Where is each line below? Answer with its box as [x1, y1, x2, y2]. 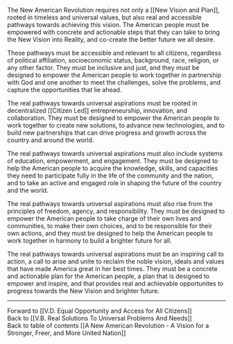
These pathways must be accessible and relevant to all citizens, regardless [7, 49, 222, 57]
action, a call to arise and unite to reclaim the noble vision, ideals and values [7, 257, 225, 266]
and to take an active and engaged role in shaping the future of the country [7, 179, 222, 187]
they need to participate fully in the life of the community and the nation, [7, 171, 214, 180]
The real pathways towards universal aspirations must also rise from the [7, 200, 213, 207]
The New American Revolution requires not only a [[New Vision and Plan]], [7, 6, 221, 14]
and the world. [7, 187, 49, 194]
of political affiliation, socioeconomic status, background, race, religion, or [7, 56, 219, 64]
